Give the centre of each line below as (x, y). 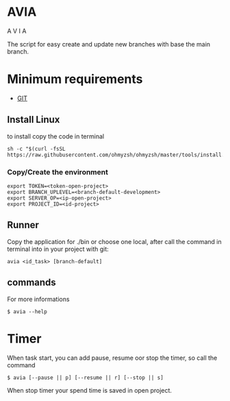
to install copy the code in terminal (56, 136)
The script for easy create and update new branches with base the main (109, 44)
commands (31, 283)
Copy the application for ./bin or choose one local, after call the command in (115, 241)
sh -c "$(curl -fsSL (37, 149)
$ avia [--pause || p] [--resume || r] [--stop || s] (86, 378)
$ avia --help (27, 312)
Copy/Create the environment (57, 172)
